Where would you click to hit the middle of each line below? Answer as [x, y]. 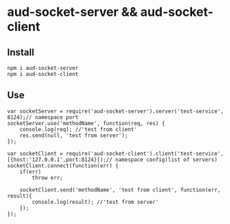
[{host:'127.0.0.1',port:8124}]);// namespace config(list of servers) [112, 160]
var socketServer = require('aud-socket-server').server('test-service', [116, 111]
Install [21, 52]
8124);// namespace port [43, 117]
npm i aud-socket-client [43, 74]
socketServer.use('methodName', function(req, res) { [86, 123]
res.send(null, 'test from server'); [74, 136]
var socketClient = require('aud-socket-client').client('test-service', [116, 153]
